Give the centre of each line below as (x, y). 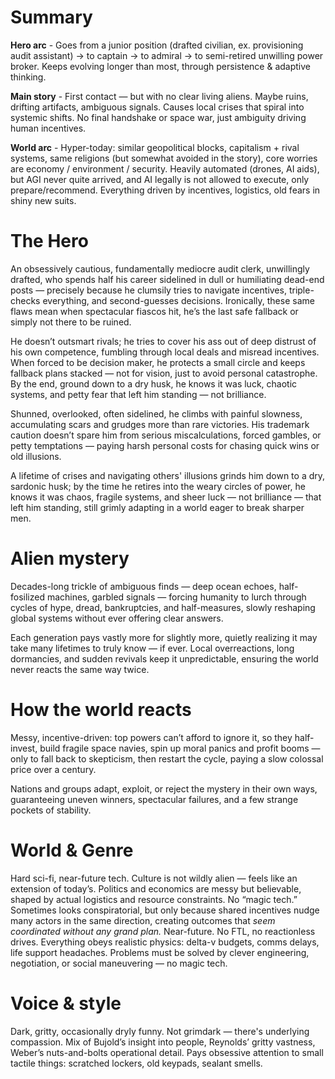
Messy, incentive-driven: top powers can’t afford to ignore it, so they (151, 737)
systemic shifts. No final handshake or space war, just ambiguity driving (158, 117)
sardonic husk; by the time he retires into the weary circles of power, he (158, 486)
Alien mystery (70, 558)
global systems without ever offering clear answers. (117, 618)
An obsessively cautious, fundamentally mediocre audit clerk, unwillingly (160, 268)
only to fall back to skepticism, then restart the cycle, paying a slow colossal (167, 758)
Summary (51, 17)
